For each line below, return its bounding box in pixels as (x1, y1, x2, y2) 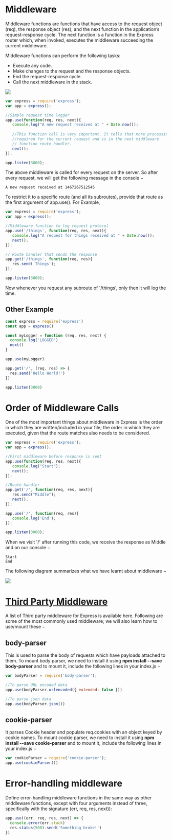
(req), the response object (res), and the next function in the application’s (5, 26, 160, 32)
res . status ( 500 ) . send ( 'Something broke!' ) (10, 825, 102, 830)
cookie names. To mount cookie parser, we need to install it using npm (5, 734, 155, 741)
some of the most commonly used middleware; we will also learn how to (5, 618, 158, 624)
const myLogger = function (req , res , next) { (5, 333, 106, 338)
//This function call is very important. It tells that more (12, 132, 145, 137)
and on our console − (5, 545, 51, 551)
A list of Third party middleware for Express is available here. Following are (5, 612, 163, 619)
